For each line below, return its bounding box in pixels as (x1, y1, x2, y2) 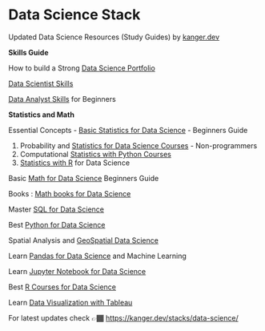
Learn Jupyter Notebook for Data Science (8, 266, 147, 276)
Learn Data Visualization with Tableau (8, 297, 133, 307)
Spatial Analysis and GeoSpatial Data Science (8, 235, 159, 245)
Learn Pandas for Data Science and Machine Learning (8, 251, 187, 260)
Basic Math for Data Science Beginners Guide (8, 173, 159, 183)
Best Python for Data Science (8, 220, 106, 229)
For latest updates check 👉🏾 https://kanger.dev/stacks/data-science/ (8, 313, 239, 322)
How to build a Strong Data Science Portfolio (8, 63, 156, 73)
